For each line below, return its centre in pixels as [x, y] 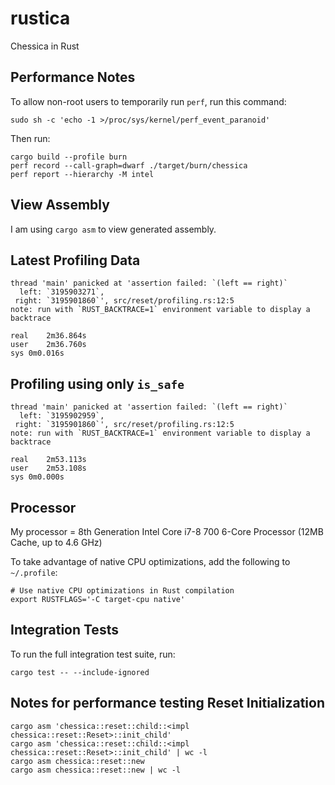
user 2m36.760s [48, 345]
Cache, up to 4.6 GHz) [56, 542]
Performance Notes [73, 77]
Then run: [30, 138]
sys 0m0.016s [37, 353]
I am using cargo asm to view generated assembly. [113, 229]
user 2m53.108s [48, 468]
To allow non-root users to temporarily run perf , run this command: [148, 101]
